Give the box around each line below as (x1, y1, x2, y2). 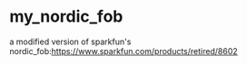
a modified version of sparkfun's (9, 36, 132, 47)
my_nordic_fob (9, 6, 123, 27)
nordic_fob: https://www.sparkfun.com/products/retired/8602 (9, 45, 238, 56)
